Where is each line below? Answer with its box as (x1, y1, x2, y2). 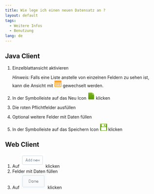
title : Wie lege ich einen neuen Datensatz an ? (5, 8, 106, 13)
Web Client (5, 141, 39, 149)
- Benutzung (9, 28, 34, 34)
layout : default (5, 13, 38, 18)
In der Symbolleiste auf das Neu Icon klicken (12, 95, 111, 101)
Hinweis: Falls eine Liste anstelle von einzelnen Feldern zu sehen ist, (12, 74, 150, 80)
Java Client (5, 52, 40, 60)
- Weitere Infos (9, 23, 42, 28)
